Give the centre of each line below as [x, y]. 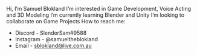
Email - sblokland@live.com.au [53, 45]
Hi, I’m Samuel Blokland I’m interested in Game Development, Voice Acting [99, 9]
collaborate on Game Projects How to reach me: [66, 21]
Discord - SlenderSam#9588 [51, 33]
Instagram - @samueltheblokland [57, 39]
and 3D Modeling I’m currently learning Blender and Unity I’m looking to [95, 15]
